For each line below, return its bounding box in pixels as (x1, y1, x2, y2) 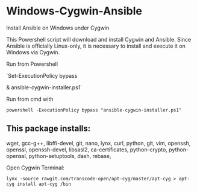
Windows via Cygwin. (6, 48, 60, 55)
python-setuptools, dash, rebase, (28, 152, 111, 159)
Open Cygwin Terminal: (6, 164, 64, 171)
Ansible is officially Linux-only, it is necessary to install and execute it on (6, 42, 186, 49)
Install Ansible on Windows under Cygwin (6, 24, 110, 31)
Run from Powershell (6, 60, 58, 68)
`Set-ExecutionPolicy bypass (6, 72, 78, 79)
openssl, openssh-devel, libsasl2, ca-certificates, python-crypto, (6, 146, 167, 153)
